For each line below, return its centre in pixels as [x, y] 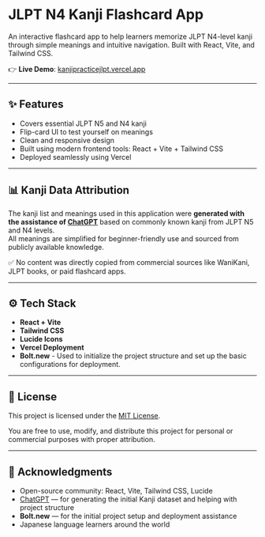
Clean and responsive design [67, 140]
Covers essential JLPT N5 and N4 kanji [83, 123]
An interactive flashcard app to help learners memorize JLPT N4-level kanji [131, 36]
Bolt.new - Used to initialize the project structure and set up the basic [133, 356]
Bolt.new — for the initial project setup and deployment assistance [128, 516]
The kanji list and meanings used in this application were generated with [126, 213]
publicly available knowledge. [56, 247]
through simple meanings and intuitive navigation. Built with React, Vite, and [131, 44]
